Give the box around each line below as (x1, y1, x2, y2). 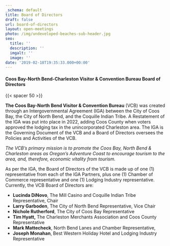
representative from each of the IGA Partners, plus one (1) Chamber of (5, 171, 153, 177)
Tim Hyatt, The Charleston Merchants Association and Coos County (12, 214, 157, 220)
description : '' (10, 46, 44, 51)
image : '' (10, 55, 31, 60)
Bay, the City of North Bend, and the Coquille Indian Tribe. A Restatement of (5, 113, 165, 119)
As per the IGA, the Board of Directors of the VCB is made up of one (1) (5, 166, 155, 172)
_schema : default (5, 7, 42, 13)
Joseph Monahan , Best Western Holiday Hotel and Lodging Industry (12, 230, 157, 236)
